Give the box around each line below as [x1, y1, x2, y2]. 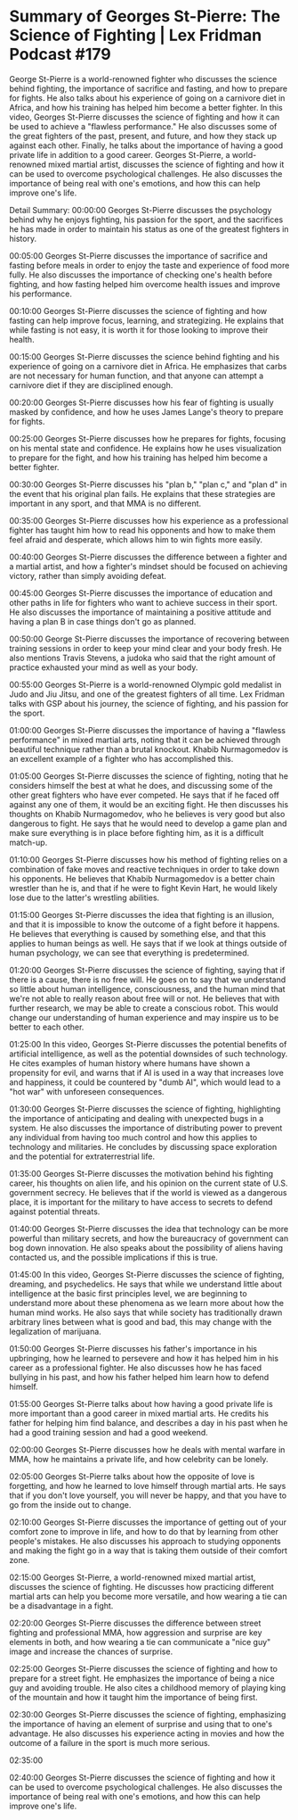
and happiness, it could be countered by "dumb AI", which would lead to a [9, 1077, 281, 1088]
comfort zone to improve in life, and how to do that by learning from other [9, 1526, 278, 1536]
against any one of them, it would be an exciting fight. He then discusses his [9, 798, 289, 809]
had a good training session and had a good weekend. [9, 1427, 209, 1437]
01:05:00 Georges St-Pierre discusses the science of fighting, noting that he [9, 770, 289, 782]
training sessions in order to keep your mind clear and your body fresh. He [9, 642, 283, 653]
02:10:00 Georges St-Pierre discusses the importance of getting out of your [9, 1517, 287, 1527]
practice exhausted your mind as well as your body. [9, 662, 198, 673]
